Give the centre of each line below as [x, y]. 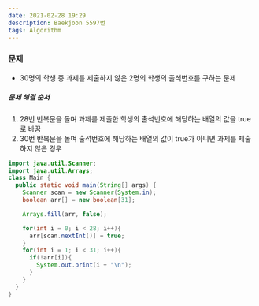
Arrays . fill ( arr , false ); [65, 214]
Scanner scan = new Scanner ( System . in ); [89, 193]
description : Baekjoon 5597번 [57, 23]
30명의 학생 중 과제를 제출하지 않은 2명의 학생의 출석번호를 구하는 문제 [128, 78]
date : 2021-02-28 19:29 [47, 15]
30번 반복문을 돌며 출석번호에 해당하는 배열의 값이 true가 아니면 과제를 [128, 138]
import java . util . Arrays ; [50, 170]
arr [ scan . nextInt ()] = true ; [77, 236]
